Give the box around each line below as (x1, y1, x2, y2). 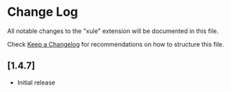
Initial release (17, 78, 55, 87)
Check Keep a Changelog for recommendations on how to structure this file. (7, 40, 225, 48)
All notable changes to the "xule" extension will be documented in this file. (7, 27, 219, 35)
